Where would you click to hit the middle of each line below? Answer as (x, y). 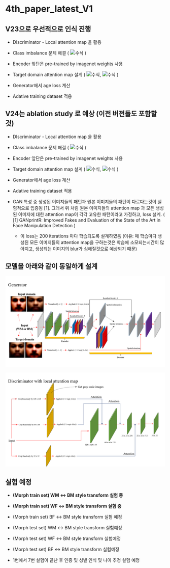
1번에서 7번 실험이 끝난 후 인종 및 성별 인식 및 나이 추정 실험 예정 (76, 560)
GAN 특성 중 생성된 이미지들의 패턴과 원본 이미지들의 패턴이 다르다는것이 (84, 201)
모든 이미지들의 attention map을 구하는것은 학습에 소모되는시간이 (94, 242)
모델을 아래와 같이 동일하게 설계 (52, 266)
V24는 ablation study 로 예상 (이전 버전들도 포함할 (81, 114)
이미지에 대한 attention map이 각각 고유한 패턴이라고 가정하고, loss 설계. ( (91, 214)
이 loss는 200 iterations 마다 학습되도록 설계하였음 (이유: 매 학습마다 (88, 236)
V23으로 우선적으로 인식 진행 (48, 29)
